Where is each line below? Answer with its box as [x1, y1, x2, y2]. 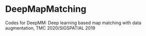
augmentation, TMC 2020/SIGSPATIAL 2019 [5, 25, 96, 31]
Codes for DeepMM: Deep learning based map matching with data [5, 20, 142, 26]
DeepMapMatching [5, 3, 87, 15]
